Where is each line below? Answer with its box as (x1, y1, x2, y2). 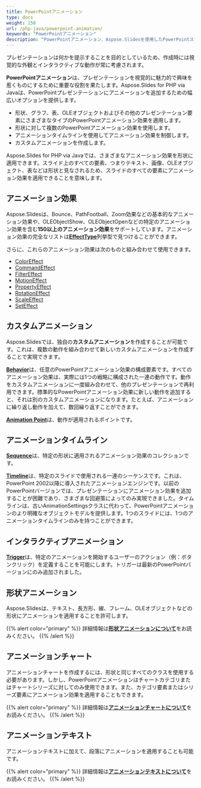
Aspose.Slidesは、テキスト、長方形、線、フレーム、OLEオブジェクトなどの (6, 605, 193, 612)
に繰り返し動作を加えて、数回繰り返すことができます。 (6, 403, 142, 410)
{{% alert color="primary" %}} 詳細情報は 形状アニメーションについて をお (6, 625, 187, 632)
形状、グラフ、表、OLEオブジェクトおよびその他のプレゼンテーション (14, 109, 187, 116)
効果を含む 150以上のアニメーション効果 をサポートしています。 (11, 225, 166, 232)
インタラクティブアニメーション (6, 537, 124, 547)
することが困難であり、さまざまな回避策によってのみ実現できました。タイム (6, 495, 194, 502)
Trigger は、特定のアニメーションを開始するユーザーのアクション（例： (6, 553, 182, 560)
